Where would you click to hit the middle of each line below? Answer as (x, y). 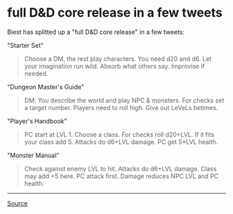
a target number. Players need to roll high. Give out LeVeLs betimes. (121, 107)
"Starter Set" (25, 45)
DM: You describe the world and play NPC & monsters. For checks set (124, 100)
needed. (36, 73)
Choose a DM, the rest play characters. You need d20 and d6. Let (118, 59)
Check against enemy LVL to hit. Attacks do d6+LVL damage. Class (120, 168)
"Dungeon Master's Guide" (46, 87)
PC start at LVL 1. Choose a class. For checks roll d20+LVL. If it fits (119, 134)
